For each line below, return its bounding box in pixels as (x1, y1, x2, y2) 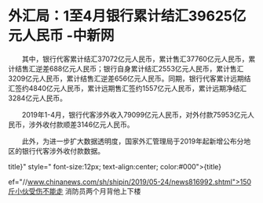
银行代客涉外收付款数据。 (21, 146, 104, 155)
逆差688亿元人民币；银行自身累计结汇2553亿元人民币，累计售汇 (35, 63, 244, 73)
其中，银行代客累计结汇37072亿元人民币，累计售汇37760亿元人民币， (21, 54, 249, 63)
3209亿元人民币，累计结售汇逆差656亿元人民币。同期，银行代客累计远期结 (8, 74, 251, 83)
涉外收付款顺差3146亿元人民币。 (28, 119, 135, 129)
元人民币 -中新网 (8, 27, 115, 45)
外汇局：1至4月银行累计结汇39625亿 (8, 7, 247, 25)
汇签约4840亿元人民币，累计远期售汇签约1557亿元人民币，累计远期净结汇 (8, 83, 247, 92)
